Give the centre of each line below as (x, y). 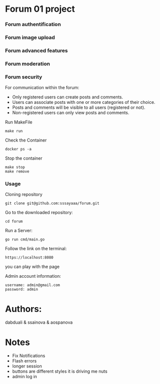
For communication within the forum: (42, 88)
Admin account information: (33, 276)
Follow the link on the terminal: (36, 249)
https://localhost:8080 (29, 258)
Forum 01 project (40, 9)
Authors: (23, 309)
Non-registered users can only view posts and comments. (71, 113)
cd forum (14, 221)
